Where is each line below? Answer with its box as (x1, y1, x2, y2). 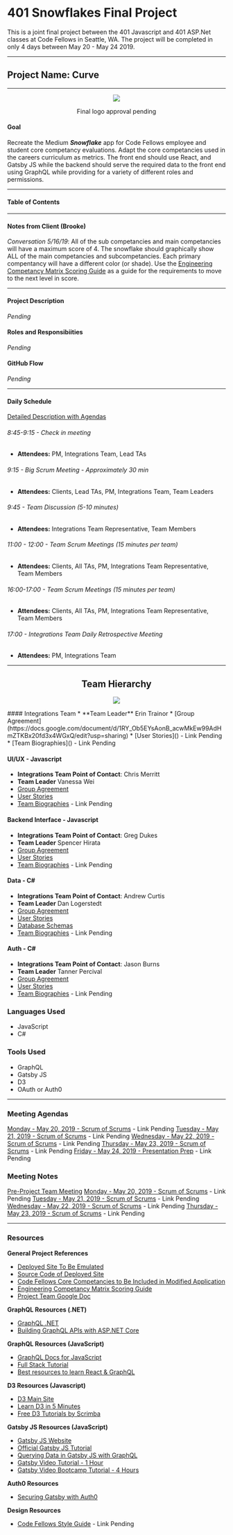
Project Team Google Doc (17, 1292, 92, 1300)
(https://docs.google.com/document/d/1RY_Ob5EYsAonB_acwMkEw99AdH (7, 724, 222, 732)
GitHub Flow (7, 359, 44, 368)
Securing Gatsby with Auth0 (17, 1493, 98, 1501)
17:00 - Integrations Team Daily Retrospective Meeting (7, 630, 163, 638)
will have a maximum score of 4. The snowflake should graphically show (7, 245, 214, 253)
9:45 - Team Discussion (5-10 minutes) (7, 503, 119, 511)
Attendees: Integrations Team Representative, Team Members (17, 524, 196, 533)
